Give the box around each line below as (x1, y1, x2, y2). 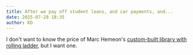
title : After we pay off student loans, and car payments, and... (6, 8, 173, 15)
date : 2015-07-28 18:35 (6, 14, 65, 20)
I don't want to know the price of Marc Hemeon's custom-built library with (6, 36, 187, 43)
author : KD (6, 20, 33, 25)
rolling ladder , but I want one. (6, 42, 78, 49)
